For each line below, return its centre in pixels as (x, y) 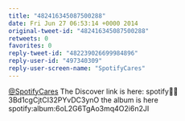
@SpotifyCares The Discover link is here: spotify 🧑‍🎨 (93, 91)
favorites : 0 (30, 46)
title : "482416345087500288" (57, 16)
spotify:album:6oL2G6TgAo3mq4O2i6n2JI (79, 108)
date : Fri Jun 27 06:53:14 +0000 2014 (73, 23)
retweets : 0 (28, 38)
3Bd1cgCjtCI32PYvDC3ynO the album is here (83, 100)
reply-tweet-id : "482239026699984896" (73, 53)
